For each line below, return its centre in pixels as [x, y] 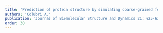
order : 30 [15, 23]
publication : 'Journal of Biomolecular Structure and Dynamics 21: [75, 18]
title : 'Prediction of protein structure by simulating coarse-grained [79, 9]
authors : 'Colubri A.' [28, 14]
